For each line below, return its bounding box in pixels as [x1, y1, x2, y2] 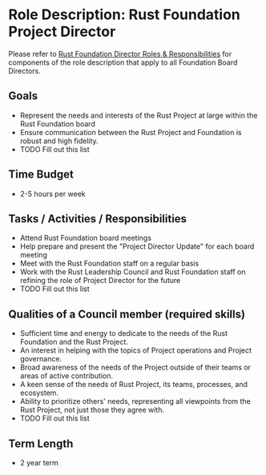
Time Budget [8, 168, 75, 182]
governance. [19, 354, 62, 364]
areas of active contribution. [19, 371, 114, 381]
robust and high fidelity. [19, 136, 99, 146]
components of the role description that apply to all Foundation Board [8, 58, 238, 67]
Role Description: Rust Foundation [8, 6, 240, 24]
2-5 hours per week [19, 189, 86, 198]
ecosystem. [19, 388, 58, 397]
